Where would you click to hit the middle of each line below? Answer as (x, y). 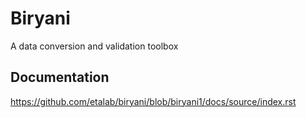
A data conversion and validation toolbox (94, 46)
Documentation (60, 77)
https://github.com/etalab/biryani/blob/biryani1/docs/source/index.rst (153, 101)
